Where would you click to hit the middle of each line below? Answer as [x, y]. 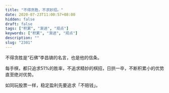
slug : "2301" [19, 43]
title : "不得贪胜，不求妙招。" [34, 10]
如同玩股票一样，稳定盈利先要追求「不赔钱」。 [53, 85]
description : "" [22, 38]
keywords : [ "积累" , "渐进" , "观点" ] [41, 33]
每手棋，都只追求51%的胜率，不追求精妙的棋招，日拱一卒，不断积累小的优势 [85, 68]
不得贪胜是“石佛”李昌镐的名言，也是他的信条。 [54, 57]
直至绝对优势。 [21, 74]
